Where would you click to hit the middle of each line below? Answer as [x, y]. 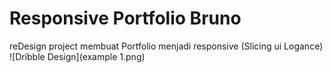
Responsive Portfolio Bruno [125, 18]
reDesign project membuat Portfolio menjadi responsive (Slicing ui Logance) [166, 46]
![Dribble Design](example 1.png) [77, 56]
